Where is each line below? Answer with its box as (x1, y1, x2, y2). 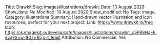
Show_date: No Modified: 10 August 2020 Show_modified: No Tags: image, (5, 9, 156, 15)
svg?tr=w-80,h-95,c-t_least (5, 34, 61, 40)
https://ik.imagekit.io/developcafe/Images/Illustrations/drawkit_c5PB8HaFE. (5, 30, 157, 35)
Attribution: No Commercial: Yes (61, 34, 126, 40)
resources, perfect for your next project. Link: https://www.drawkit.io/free (5, 19, 153, 25)
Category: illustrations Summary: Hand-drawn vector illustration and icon (5, 14, 152, 20)
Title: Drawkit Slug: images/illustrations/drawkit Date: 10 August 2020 (5, 4, 145, 10)
